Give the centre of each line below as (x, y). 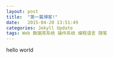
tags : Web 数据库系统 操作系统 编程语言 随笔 (57, 33)
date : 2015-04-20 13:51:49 (42, 22)
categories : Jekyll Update (40, 28)
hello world (20, 50)
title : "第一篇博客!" (32, 17)
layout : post (22, 11)
